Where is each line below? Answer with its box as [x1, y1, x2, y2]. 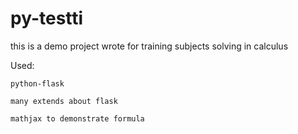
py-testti [10, 7, 84, 30]
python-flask [10, 78, 65, 89]
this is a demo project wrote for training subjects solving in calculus [10, 40, 289, 52]
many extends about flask [10, 96, 118, 106]
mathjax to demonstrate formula [10, 113, 145, 124]
